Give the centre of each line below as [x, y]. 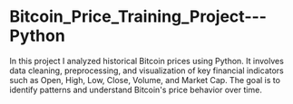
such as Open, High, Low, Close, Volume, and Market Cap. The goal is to [145, 80]
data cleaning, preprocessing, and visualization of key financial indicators [146, 71]
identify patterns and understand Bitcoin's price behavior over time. [136, 90]
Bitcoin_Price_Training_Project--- [138, 17]
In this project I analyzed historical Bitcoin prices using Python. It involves [146, 61]
